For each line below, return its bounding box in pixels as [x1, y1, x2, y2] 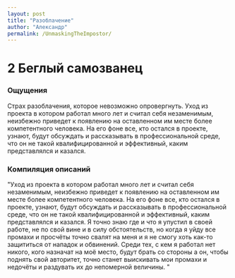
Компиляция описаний [7, 164, 91, 174]
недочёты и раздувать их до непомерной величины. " [7, 262, 171, 272]
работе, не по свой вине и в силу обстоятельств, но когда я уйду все [7, 225, 217, 234]
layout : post [7, 10, 46, 18]
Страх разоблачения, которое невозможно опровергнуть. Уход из [7, 102, 208, 110]
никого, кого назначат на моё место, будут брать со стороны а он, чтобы [7, 248, 229, 256]
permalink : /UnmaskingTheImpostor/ [7, 30, 112, 37]
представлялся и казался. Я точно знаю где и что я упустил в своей [7, 218, 213, 226]
